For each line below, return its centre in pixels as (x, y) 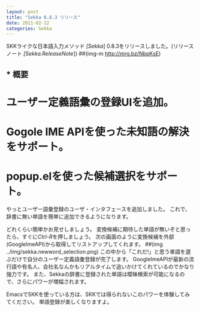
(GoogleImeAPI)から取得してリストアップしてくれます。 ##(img (85, 244)
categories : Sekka (29, 28)
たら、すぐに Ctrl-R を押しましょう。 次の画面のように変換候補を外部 (90, 236)
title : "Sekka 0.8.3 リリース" (43, 17)
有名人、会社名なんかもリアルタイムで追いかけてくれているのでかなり (108, 266)
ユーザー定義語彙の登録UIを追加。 (90, 102)
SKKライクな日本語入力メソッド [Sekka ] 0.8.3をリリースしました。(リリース (100, 46)
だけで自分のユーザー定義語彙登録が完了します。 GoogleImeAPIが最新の (100, 259)
